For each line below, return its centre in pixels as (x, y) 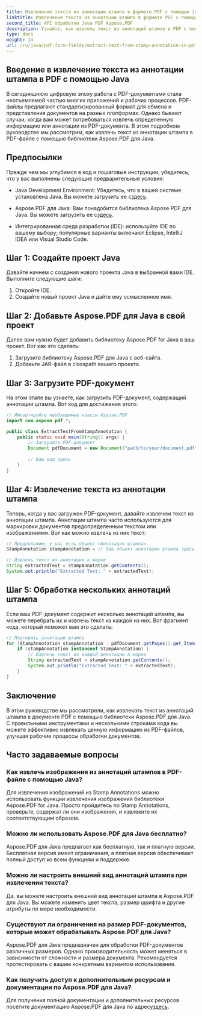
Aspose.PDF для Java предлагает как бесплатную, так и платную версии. (101, 847)
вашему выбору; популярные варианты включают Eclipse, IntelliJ (99, 232)
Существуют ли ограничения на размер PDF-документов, (96, 924)
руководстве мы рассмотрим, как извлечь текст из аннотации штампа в (100, 132)
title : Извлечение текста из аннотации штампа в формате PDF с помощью (98, 12)
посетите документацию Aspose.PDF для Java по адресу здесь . (88, 1007)
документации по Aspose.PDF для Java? (69, 987)
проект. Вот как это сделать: (43, 346)
